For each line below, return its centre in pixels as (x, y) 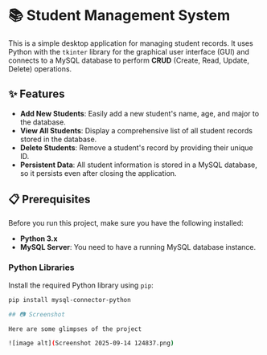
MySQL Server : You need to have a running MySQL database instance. (138, 247)
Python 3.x (39, 239)
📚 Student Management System (119, 16)
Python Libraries (41, 267)
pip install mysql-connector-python (70, 300)
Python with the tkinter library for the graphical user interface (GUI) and (129, 51)
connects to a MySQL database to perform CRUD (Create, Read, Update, (129, 60)
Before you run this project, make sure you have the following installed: (126, 222)
